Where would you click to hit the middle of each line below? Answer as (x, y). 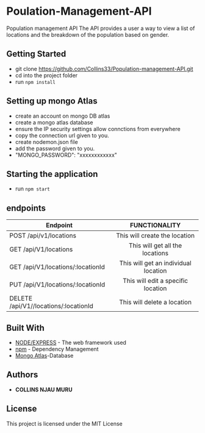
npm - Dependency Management (57, 349)
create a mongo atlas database (54, 122)
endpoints (26, 208)
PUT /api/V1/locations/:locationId (57, 285)
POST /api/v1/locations (43, 236)
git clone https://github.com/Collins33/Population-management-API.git (104, 69)
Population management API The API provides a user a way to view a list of (101, 28)
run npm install (35, 81)
